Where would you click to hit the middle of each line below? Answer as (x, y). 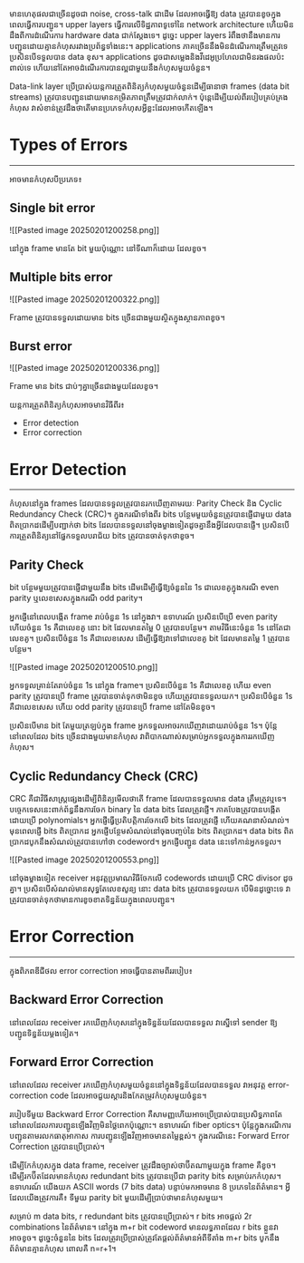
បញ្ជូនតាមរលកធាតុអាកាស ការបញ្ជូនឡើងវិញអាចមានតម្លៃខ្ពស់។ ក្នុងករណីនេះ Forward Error (149, 1135)
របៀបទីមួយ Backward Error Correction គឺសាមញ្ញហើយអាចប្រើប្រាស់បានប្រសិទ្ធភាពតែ (146, 1113)
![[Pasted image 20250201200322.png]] (85, 299)
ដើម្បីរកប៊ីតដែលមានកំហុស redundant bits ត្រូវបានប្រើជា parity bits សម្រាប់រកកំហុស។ (146, 1176)
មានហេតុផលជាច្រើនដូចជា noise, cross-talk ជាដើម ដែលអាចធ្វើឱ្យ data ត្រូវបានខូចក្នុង (145, 14)
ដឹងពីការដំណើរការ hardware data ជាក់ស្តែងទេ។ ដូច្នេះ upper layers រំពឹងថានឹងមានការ (145, 35)
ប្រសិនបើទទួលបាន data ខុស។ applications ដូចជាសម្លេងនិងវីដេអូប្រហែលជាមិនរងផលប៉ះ (147, 57)
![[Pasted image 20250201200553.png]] (85, 860)
